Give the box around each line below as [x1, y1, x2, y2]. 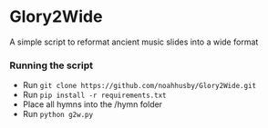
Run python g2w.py [22, 109, 94, 120]
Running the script [9, 59, 94, 72]
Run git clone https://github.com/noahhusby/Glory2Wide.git [22, 80, 257, 91]
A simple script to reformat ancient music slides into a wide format [9, 36, 259, 47]
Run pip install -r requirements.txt [22, 89, 167, 101]
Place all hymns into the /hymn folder [22, 99, 162, 110]
